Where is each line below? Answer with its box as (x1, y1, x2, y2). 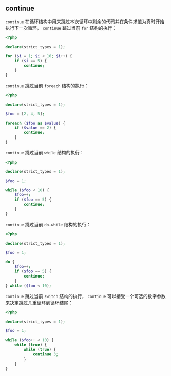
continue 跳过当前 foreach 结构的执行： (5, 82, 89, 89)
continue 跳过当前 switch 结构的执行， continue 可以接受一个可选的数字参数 (5, 293, 166, 299)
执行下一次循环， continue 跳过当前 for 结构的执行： (5, 25, 117, 31)
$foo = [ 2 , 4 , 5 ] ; (5, 111, 45, 116)
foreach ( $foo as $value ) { (5, 121, 66, 126)
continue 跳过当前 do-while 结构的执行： (5, 221, 91, 227)
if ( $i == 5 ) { (14, 58, 47, 64)
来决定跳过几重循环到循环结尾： (5, 300, 73, 306)
